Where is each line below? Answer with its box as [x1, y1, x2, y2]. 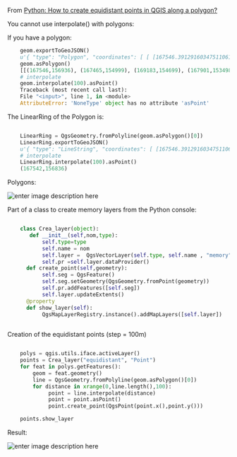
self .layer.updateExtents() [42, 291, 125, 298]
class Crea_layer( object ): [20, 226, 99, 233]
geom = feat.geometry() [32, 369, 102, 377]
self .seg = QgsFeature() [42, 272, 115, 279]
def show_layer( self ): [25, 304, 93, 311]
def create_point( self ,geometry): [25, 265, 128, 272]
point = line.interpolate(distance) [48, 389, 157, 397]
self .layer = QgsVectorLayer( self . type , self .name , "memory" [42, 251, 232, 259]
